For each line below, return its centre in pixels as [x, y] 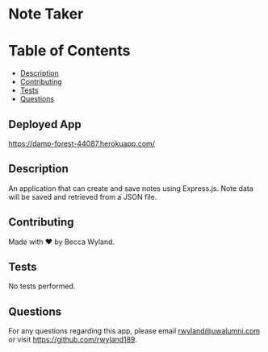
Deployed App [45, 124]
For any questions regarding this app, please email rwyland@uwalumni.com [134, 331]
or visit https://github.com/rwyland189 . [73, 340]
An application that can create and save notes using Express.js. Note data [131, 188]
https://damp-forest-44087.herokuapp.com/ [82, 143]
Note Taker [46, 14]
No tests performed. [42, 286]
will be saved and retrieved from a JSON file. [83, 197]
